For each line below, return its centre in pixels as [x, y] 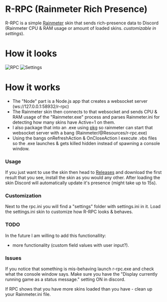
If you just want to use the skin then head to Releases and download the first [83, 172]
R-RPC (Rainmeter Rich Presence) [76, 9]
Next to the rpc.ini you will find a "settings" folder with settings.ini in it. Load [83, 207]
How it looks [31, 54]
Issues [13, 258]
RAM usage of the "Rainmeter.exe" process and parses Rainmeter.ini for [86, 117]
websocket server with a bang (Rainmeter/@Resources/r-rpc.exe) [80, 133]
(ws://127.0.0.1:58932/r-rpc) [41, 106]
